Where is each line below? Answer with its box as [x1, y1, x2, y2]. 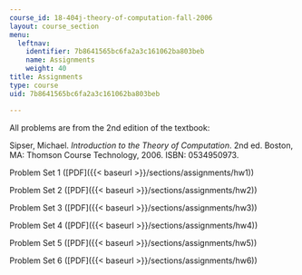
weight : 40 [25, 64, 67, 74]
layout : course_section [9, 22, 100, 31]
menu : [9, 30, 30, 39]
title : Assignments [9, 73, 83, 82]
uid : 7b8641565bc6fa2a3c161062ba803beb [9, 89, 161, 98]
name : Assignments [25, 55, 95, 64]
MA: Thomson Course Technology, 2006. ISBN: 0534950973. [9, 149, 239, 160]
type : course [9, 81, 59, 90]
